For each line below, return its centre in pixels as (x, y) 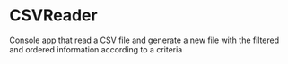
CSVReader (53, 16)
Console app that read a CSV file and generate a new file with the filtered (144, 40)
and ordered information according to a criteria (96, 49)
